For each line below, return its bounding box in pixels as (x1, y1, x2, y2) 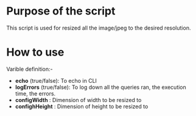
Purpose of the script (6, 4, 116, 18)
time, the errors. (15, 89, 56, 97)
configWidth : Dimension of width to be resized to (15, 96, 142, 103)
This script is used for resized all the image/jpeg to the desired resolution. (6, 24, 191, 31)
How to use (6, 45, 65, 59)
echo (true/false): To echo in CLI (15, 77, 97, 84)
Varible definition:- (6, 65, 53, 72)
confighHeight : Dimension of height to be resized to (15, 103, 149, 110)
